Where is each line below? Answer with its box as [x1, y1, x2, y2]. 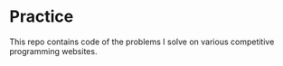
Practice [9, 6, 74, 27]
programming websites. [9, 45, 98, 56]
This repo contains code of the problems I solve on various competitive [9, 36, 275, 47]
